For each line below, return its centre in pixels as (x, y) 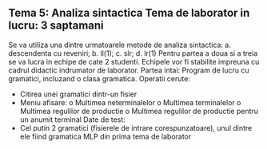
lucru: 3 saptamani (56, 26)
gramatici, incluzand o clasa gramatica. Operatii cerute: (99, 78)
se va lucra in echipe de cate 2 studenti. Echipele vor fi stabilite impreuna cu (134, 61)
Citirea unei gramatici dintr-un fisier (78, 94)
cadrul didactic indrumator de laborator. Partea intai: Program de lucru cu (129, 70)
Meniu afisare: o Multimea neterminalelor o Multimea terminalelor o (130, 102)
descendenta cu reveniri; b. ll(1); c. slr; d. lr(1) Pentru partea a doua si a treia (133, 53)
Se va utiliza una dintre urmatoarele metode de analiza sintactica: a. (120, 45)
